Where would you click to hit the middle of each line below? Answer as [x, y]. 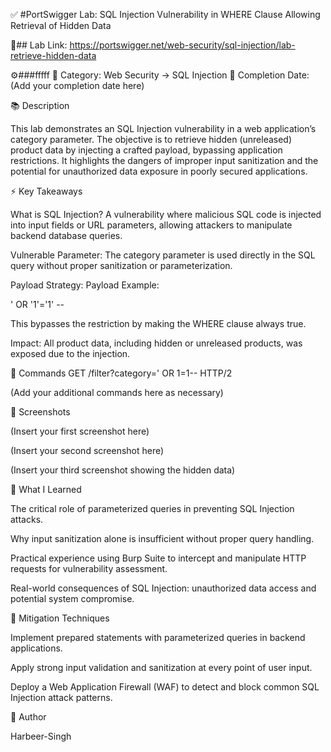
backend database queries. [66, 235]
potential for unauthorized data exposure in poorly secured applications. [159, 171]
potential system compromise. [72, 598]
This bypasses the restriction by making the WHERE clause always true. [158, 323]
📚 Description [40, 105]
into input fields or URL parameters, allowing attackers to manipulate [151, 225]
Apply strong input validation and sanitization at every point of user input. [161, 667]
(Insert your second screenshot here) [87, 450]
